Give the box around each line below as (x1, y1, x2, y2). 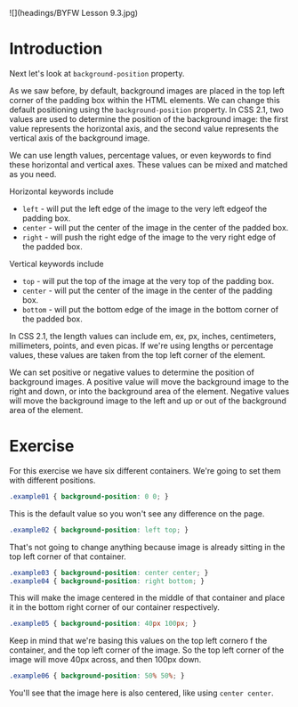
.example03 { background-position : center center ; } (9, 568, 209, 577)
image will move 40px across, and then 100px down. (9, 654, 202, 665)
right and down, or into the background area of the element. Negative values (9, 386, 290, 396)
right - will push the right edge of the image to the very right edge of (21, 232, 277, 242)
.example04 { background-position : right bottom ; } (9, 576, 205, 586)
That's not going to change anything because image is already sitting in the (9, 541, 286, 552)
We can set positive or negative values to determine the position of (9, 367, 255, 378)
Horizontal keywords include (9, 186, 114, 197)
